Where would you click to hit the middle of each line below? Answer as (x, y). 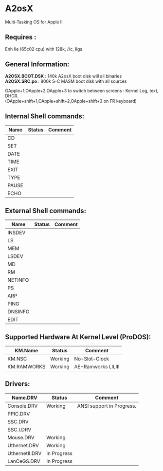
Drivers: (18, 384)
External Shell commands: (46, 210)
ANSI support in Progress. (107, 406)
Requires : (21, 37)
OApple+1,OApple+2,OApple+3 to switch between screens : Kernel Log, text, (82, 91)
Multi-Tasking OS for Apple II (34, 22)
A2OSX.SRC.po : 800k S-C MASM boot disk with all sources (66, 81)
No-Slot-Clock (92, 359)
